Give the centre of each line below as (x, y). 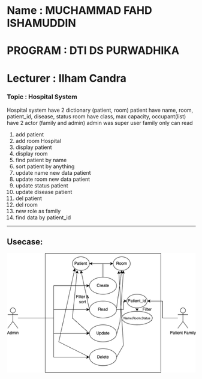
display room (31, 153)
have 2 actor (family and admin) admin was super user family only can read (100, 123)
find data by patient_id (43, 217)
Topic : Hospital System (42, 97)
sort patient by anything (45, 166)
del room (26, 204)
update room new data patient (53, 179)
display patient (34, 147)
